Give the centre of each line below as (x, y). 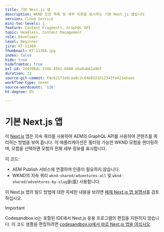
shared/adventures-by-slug (40, 182)
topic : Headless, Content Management (44, 32)
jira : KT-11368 (21, 46)
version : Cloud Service (29, 19)
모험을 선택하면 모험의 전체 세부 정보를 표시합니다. (59, 149)
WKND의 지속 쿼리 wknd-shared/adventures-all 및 (62, 176)
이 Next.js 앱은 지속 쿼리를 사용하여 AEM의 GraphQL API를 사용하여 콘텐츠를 (79, 136)
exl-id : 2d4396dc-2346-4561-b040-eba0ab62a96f (53, 69)
